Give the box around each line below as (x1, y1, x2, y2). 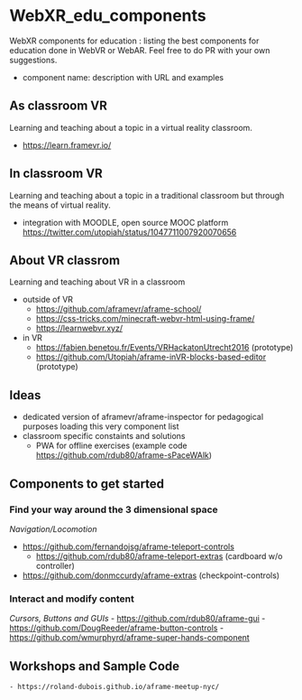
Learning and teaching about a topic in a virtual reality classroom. (9, 122, 252, 133)
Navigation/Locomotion (9, 523, 97, 534)
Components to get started (9, 476, 165, 491)
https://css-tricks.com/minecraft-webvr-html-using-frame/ (35, 313, 255, 324)
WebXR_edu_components (9, 5, 207, 26)
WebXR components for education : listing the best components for (9, 35, 260, 46)
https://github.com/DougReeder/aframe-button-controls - (9, 622, 224, 633)
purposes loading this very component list (22, 421, 179, 432)
